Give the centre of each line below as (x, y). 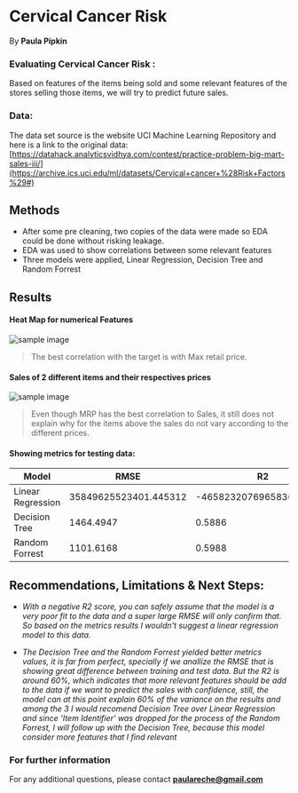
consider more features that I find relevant (99, 737)
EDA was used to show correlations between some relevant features (147, 250)
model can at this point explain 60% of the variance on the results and (151, 700)
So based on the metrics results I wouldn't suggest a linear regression (150, 626)
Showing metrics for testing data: (72, 453)
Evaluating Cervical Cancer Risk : (82, 64)
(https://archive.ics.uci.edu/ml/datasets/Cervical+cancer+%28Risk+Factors (147, 173)
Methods (35, 210)
